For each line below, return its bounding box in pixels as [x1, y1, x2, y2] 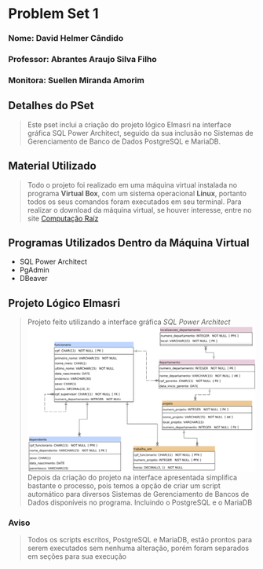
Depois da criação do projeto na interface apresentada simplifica [27, 472, 238, 483]
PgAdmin [19, 265, 49, 275]
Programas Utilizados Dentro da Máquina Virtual [8, 236, 250, 250]
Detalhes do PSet [8, 99, 94, 112]
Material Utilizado [8, 159, 97, 173]
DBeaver [19, 274, 49, 283]
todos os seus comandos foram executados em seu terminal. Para [27, 197, 242, 206]
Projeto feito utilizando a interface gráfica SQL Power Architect [27, 317, 231, 326]
